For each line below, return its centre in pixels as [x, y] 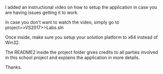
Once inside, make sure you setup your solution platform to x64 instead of [81, 37]
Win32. [12, 42]
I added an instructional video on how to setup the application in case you [81, 7]
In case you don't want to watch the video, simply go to [62, 22]
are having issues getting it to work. [42, 12]
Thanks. [13, 67]
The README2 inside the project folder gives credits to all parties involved [82, 52]
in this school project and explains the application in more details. [72, 57]
